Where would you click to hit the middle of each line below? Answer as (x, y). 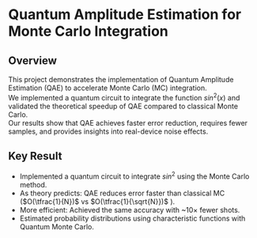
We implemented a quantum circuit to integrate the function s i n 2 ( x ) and (124, 97)
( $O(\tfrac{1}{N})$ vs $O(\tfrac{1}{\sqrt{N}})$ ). (97, 202)
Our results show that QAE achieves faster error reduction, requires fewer (128, 123)
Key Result (35, 156)
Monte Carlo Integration (88, 31)
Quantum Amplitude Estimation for (125, 15)
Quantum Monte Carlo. (57, 227)
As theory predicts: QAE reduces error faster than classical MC (122, 193)
